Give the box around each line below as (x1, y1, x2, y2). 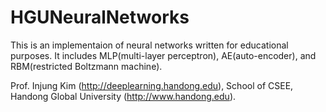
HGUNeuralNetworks (10, 6, 190, 29)
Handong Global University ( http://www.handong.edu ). (10, 90, 237, 102)
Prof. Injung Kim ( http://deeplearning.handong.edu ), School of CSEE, (10, 79, 294, 91)
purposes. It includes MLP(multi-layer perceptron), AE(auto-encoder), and (10, 49, 317, 61)
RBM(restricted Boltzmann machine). (10, 60, 163, 72)
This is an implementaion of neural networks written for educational (10, 39, 289, 51)
